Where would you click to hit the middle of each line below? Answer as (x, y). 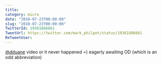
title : (12, 10)
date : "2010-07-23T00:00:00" (36, 19)
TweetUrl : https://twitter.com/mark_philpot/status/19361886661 (74, 33)
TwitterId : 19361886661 (30, 28)
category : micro (22, 14)
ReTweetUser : (19, 38)
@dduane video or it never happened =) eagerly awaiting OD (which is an (81, 52)
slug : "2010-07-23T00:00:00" (36, 24)
